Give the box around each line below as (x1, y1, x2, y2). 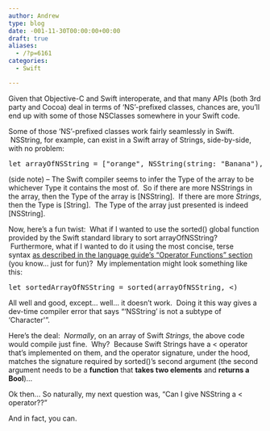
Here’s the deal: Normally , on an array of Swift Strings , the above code (8, 330, 245, 340)
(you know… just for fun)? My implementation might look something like (8, 258, 248, 268)
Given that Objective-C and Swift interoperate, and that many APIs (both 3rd (8, 94, 261, 103)
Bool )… (8, 373, 33, 383)
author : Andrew (8, 11, 60, 20)
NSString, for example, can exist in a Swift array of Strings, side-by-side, (10, 135, 251, 144)
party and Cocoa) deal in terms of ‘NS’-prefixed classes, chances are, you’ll (8, 102, 260, 111)
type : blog (8, 19, 45, 27)
